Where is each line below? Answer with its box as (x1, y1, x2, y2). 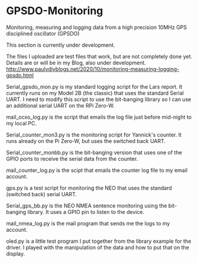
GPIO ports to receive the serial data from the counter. (6, 155, 138, 162)
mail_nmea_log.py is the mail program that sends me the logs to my (6, 220, 170, 227)
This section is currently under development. (6, 41, 115, 48)
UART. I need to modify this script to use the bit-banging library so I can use (6, 96, 191, 103)
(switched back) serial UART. (6, 190, 77, 197)
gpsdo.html (6, 72, 34, 79)
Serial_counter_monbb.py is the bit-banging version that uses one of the (6, 149, 182, 156)
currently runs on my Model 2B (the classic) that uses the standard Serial (6, 89, 184, 96)
